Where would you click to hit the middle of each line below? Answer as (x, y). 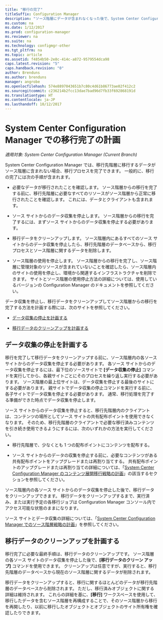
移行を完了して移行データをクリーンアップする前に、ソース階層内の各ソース (81, 357)
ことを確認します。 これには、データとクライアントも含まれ (89, 199)
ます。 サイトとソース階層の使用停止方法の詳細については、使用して (84, 279)
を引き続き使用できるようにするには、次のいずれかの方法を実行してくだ (77, 428)
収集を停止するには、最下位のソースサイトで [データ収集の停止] (77, 369)
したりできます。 (26, 613)
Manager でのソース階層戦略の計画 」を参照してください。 (63, 524)
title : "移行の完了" (24, 9)
